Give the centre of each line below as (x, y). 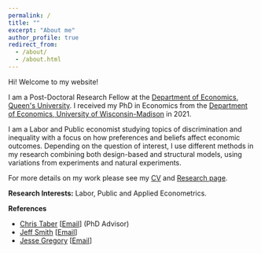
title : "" (24, 23)
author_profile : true (44, 37)
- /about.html (38, 60)
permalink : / (29, 15)
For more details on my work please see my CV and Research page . (118, 177)
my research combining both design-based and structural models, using (125, 154)
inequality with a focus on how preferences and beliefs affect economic (124, 137)
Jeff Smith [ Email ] (48, 232)
